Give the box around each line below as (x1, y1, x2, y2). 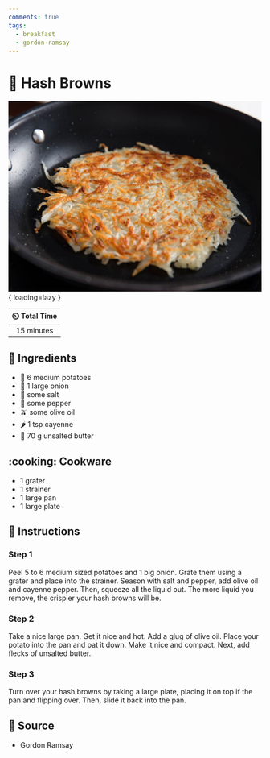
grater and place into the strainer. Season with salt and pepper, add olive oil (8, 576, 259, 586)
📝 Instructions (8, 524, 80, 539)
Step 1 (8, 549, 33, 560)
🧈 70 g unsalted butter (19, 431, 94, 441)
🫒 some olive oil (19, 408, 75, 417)
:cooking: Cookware (8, 454, 112, 468)
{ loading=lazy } (8, 292, 62, 302)
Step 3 (8, 669, 35, 680)
